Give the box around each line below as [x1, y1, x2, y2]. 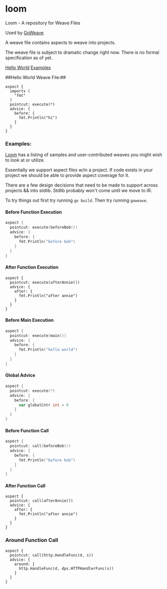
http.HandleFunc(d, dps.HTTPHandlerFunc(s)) [18, 566, 114, 571]
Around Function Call [5, 537, 59, 544]
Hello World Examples [5, 64, 51, 70]
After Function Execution [5, 264, 59, 270]
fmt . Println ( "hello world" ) [18, 347, 78, 352]
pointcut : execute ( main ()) [10, 333, 67, 338]
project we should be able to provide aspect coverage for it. [5, 172, 130, 178]
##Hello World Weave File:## [5, 74, 66, 80]
